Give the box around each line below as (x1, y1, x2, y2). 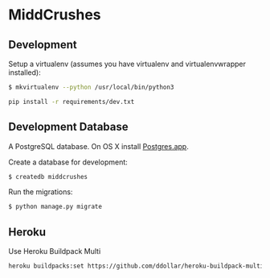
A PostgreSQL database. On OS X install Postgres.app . (8, 141, 189, 151)
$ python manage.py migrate (8, 203, 103, 211)
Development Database (8, 120, 129, 134)
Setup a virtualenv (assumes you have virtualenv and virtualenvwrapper (8, 59, 247, 68)
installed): (8, 68, 42, 77)
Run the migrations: (8, 187, 73, 197)
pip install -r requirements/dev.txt (8, 98, 135, 106)
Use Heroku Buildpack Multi (8, 247, 101, 256)
